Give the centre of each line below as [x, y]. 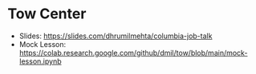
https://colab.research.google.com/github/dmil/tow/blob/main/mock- [133, 53]
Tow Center [47, 14]
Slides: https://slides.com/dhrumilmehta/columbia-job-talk [116, 36]
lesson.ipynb [40, 61]
